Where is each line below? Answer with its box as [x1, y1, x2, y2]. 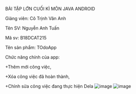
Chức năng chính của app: [5, 54, 60, 60]
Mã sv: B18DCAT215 [5, 35, 47, 40]
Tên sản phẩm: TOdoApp [5, 44, 57, 50]
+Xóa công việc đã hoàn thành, [5, 73, 70, 79]
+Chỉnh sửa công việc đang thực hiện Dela [5, 83, 94, 89]
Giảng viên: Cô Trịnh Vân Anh [5, 15, 66, 21]
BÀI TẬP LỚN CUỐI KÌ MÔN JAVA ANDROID [5, 6, 95, 11]
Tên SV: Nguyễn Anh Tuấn [5, 25, 59, 31]
